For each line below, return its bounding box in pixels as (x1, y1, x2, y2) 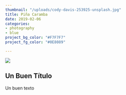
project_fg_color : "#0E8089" (5, 40, 66, 45)
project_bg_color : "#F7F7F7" (5, 35, 66, 40)
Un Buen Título (5, 72, 52, 80)
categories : (5, 21, 30, 26)
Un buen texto (5, 85, 34, 91)
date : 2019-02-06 (5, 16, 41, 21)
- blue (5, 30, 19, 35)
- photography (5, 26, 35, 31)
